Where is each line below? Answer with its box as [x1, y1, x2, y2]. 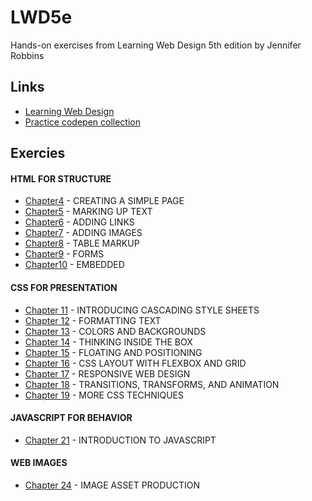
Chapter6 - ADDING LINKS [24, 216, 135, 228]
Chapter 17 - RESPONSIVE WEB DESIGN [24, 367, 191, 380]
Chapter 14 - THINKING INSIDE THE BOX [24, 336, 193, 348]
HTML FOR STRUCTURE [10, 172, 112, 185]
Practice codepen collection [24, 116, 141, 128]
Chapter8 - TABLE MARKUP [24, 237, 140, 250]
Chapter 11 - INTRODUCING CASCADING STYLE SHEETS [24, 304, 260, 316]
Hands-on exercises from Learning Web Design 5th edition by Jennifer [10, 39, 302, 51]
